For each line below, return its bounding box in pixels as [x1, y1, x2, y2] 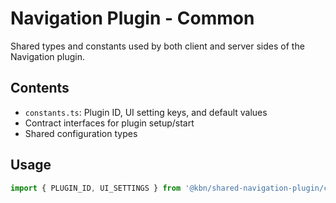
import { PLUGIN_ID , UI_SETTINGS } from [10, 183, 182, 193]
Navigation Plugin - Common [10, 7, 255, 30]
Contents [10, 80, 70, 97]
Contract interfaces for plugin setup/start [24, 117, 195, 129]
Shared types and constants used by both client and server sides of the [10, 40, 305, 52]
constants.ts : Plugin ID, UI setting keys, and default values [24, 106, 268, 118]
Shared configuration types [24, 127, 138, 139]
